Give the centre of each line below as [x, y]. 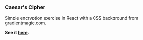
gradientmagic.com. [25, 23]
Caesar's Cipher [25, 7]
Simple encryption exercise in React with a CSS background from [72, 18]
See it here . [17, 33]
